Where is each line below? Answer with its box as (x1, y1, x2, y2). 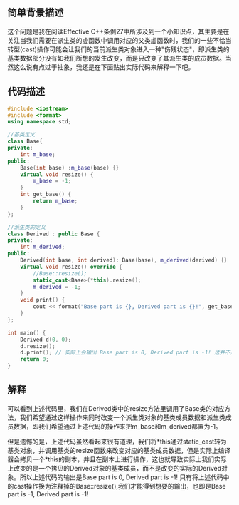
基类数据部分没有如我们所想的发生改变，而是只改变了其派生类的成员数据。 (7, 53, 225, 62)
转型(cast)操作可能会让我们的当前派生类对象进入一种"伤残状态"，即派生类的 (7, 45, 230, 53)
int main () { (7, 329, 46, 337)
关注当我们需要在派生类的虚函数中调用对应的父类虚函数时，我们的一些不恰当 (7, 36, 232, 44)
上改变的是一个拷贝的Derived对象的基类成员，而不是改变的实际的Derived (7, 464, 222, 472)
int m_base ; (20, 151, 55, 158)
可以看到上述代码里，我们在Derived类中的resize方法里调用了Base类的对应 (7, 404, 225, 412)
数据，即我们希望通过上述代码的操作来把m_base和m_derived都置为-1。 (13, 422, 222, 430)
